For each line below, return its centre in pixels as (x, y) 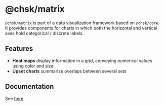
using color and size (33, 66)
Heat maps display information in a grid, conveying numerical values (82, 61)
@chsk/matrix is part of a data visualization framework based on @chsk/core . (82, 23)
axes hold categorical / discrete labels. (44, 33)
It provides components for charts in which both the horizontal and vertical (81, 28)
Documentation (30, 87)
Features (19, 49)
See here (14, 98)
